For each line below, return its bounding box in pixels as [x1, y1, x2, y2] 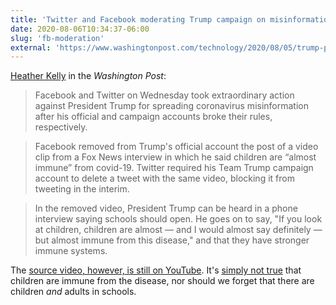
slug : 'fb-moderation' [10, 33, 105, 43]
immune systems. [34, 245, 108, 257]
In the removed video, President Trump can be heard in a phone [34, 202, 298, 215]
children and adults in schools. [10, 286, 137, 298]
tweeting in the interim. [34, 183, 130, 195]
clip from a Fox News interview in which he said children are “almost [34, 151, 317, 163]
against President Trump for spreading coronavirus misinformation [34, 100, 309, 112]
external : [10, 42, 52, 53]
